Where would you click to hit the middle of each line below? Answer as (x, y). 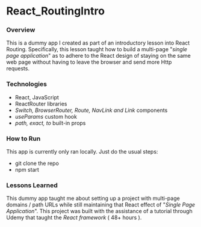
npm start (27, 170)
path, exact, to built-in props (50, 123)
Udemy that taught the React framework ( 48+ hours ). (74, 217)
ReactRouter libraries (41, 104)
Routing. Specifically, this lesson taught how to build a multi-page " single (97, 49)
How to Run (23, 138)
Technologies (26, 84)
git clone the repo (37, 163)
